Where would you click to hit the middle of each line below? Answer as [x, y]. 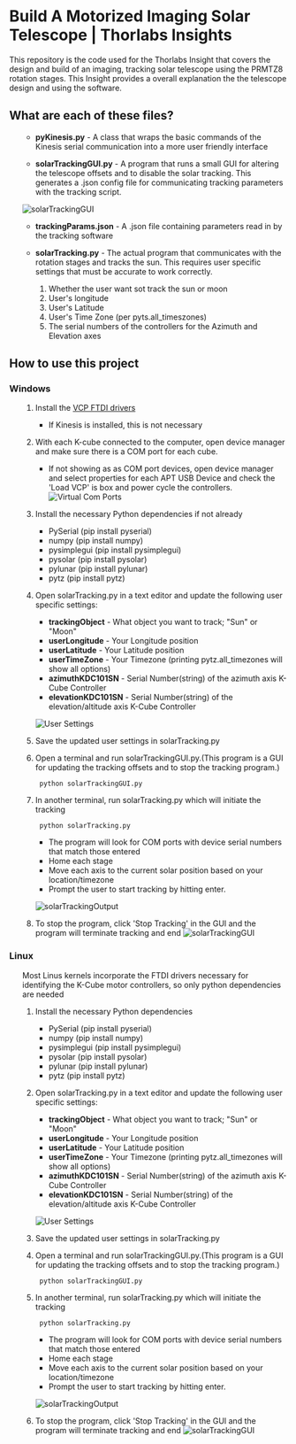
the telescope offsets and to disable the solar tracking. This [143, 173]
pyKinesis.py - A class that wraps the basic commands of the [148, 137]
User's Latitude [76, 307]
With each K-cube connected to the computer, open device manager [160, 442]
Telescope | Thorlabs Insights [121, 35]
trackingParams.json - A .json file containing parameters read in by [159, 226]
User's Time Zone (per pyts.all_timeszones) [128, 317]
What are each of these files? [91, 116]
